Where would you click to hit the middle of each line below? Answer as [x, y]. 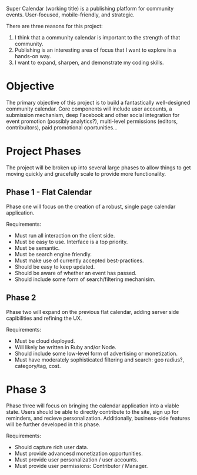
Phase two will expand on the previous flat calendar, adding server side [93, 312]
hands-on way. [33, 56]
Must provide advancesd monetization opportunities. [79, 454]
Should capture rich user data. [51, 447]
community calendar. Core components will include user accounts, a [89, 109]
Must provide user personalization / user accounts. [76, 460]
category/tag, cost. [38, 366]
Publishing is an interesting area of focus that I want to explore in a [95, 50]
